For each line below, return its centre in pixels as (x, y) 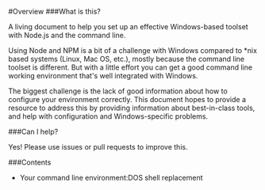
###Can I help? (33, 131)
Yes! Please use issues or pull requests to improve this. (98, 147)
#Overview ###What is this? (54, 11)
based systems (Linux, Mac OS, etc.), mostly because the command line (126, 59)
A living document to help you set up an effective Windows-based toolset (128, 27)
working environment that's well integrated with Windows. (103, 76)
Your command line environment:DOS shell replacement (111, 178)
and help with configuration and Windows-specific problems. (108, 116)
